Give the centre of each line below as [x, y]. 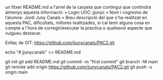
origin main [16, 72]
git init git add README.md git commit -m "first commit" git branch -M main [81, 62]
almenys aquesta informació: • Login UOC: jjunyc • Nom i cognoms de [77, 12]
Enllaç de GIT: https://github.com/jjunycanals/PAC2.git [60, 43]
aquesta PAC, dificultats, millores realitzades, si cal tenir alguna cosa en [78, 23]
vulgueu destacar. [23, 33]
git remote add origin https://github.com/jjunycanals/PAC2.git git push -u [79, 67]
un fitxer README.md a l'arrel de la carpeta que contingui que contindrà [78, 7]
